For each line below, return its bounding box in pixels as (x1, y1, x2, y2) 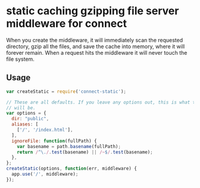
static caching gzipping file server (6, 4, 179, 18)
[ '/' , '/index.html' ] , (17, 127, 73, 133)
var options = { (6, 110, 46, 117)
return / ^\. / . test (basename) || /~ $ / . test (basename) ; (17, 149, 153, 155)
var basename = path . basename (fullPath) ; (17, 143, 121, 149)
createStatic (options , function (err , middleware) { (6, 165, 137, 172)
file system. (6, 55, 35, 62)
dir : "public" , (11, 116, 49, 122)
